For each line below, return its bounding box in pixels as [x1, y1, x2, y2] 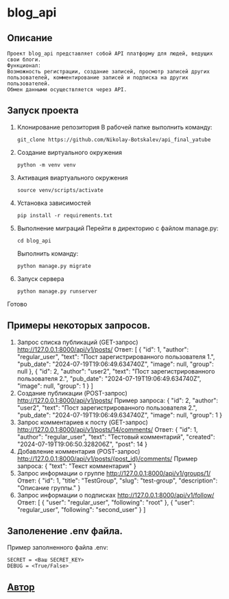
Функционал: [7, 62, 41, 69]
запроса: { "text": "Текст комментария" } [16, 461, 136, 470]
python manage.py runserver [16, 288, 97, 295]
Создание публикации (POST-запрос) [16, 389, 128, 397]
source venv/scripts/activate [16, 186, 104, 193]
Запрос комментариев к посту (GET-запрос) [16, 418, 149, 426]
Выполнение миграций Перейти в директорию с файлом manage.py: [16, 224, 219, 232]
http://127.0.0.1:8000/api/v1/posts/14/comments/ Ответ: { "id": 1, [16, 425, 198, 433]
